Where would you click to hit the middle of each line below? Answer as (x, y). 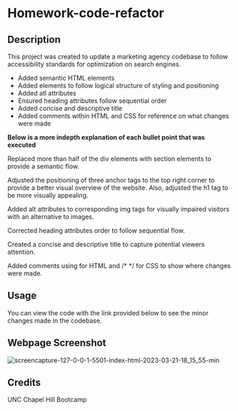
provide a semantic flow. (44, 166)
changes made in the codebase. (55, 320)
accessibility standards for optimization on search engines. (94, 64)
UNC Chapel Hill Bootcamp (47, 400)
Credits (24, 383)
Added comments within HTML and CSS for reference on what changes (123, 116)
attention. (21, 252)
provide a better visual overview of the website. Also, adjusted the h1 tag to (118, 188)
